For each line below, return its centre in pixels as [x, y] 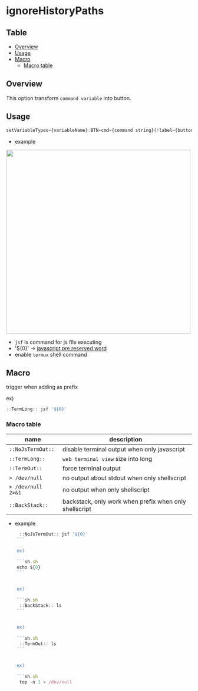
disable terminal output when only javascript [124, 450]
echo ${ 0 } [29, 567]
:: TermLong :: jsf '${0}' [37, 409]
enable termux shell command [51, 354]
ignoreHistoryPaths [55, 11]
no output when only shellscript [106, 490]
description [126, 440]
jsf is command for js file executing [58, 342]
